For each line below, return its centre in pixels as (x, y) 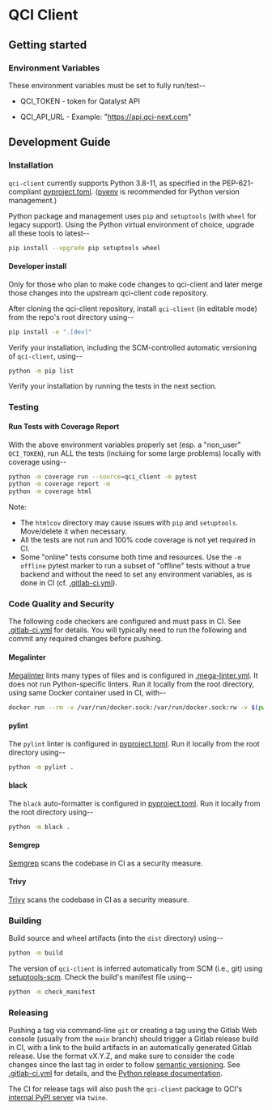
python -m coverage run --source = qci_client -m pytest (103, 476)
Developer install (38, 266)
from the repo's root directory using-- (71, 317)
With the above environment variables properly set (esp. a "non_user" (125, 444)
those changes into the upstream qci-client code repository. (108, 292)
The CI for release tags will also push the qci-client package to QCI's (125, 1089)
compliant (25, 191)
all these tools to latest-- (49, 233)
